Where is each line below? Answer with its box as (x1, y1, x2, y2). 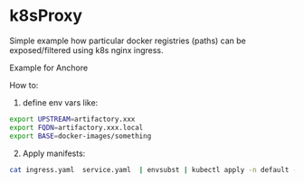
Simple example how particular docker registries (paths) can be (9, 35, 247, 46)
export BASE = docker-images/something (9, 132, 152, 141)
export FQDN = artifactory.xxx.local (9, 123, 144, 132)
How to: (9, 79, 39, 90)
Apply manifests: (22, 148, 86, 159)
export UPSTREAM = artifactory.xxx (9, 114, 136, 124)
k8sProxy (9, 5, 83, 26)
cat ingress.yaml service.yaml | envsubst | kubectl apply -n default (9, 165, 290, 174)
